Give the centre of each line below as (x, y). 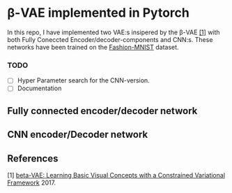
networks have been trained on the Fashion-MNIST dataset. (93, 47)
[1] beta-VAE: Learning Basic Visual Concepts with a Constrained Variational (116, 175)
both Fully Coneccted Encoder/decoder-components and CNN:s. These (110, 39)
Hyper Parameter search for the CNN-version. (83, 80)
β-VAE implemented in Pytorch (98, 13)
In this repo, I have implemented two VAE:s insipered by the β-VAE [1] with (114, 32)
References (33, 158)
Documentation (39, 88)
